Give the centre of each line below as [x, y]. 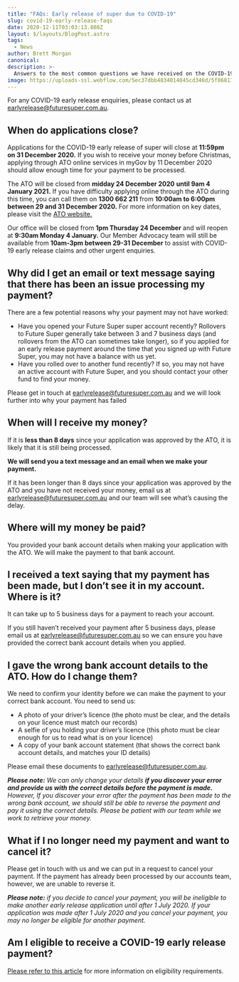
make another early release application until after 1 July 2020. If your [109, 905]
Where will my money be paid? [77, 528]
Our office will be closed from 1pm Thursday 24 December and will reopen [118, 228]
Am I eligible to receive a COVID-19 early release [117, 943]
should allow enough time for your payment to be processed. [97, 170]
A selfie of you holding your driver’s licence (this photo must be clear [119, 730]
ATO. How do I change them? [73, 676]
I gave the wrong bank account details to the [108, 665]
